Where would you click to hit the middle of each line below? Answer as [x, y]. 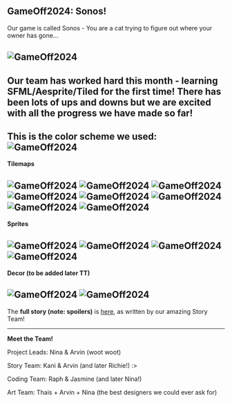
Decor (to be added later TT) [49, 273]
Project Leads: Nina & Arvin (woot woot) [64, 352]
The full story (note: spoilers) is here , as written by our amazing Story [108, 311]
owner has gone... [33, 35]
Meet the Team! [30, 339]
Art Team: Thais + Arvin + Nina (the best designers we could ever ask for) [112, 392]
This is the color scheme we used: [82, 137]
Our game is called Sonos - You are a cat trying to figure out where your [110, 28]
